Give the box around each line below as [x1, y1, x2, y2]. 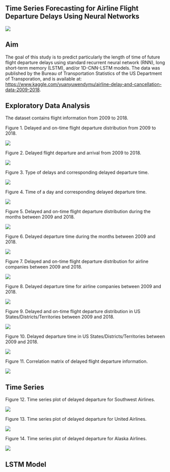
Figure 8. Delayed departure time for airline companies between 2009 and [5, 283, 162, 290]
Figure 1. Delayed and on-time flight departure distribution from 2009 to [5, 125, 156, 131]
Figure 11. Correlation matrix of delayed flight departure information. [5, 358, 148, 364]
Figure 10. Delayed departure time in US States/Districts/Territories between [5, 333, 165, 340]
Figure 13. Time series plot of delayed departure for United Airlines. [5, 416, 147, 422]
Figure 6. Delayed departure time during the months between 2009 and [5, 233, 156, 240]
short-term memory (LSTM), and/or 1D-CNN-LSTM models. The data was [5, 65, 160, 71]
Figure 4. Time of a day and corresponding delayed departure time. [5, 189, 147, 195]
